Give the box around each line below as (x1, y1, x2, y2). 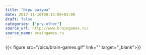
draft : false (5, 16, 33, 21)
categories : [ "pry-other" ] (5, 21, 62, 26)
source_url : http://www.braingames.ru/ (5, 26, 89, 31)
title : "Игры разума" (5, 7, 51, 12)
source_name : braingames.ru (5, 30, 64, 35)
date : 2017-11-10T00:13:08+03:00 (5, 12, 76, 17)
